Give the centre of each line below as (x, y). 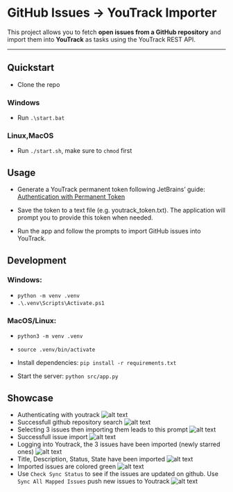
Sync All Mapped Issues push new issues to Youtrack (93, 481)
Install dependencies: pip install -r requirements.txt (97, 363)
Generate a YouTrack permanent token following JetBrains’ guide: (111, 190)
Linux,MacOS (31, 136)
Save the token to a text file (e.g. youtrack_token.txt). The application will (121, 211)
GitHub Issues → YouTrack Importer (112, 13)
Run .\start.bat (41, 118)
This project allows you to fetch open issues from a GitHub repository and (114, 32)
